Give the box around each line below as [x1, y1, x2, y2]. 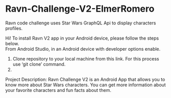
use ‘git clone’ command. [12, 61, 66, 67]
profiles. [5, 25, 23, 31]
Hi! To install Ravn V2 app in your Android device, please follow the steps [5, 35, 159, 41]
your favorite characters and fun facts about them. [5, 87, 111, 93]
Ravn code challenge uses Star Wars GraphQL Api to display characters [5, 20, 156, 26]
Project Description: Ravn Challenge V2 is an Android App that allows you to [5, 76, 165, 82]
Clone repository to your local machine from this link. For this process [12, 55, 159, 61]
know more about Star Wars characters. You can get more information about [5, 82, 166, 88]
